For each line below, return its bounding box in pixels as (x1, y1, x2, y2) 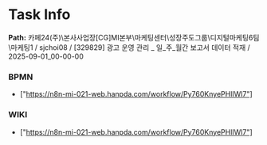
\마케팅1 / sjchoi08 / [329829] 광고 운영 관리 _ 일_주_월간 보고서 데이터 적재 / (8, 42, 250, 52)
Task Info (8, 6, 71, 24)
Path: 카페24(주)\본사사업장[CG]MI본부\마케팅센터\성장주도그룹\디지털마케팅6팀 (8, 32, 260, 42)
